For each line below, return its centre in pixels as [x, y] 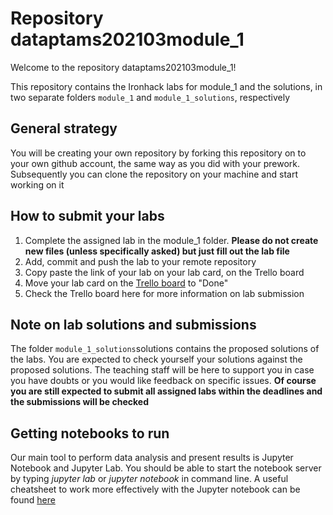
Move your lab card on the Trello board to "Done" [126, 283]
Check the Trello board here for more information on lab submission [164, 293]
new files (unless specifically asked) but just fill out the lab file [157, 251]
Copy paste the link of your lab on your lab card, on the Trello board [164, 272]
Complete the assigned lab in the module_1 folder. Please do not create [171, 240]
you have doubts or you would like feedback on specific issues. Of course [163, 381]
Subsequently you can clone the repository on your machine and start [154, 174]
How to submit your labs [87, 216]
